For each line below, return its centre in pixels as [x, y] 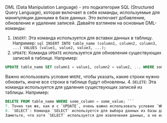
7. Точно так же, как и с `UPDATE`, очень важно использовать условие [80, 106]
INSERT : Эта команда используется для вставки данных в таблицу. [83, 38]
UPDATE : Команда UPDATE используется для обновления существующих [87, 53]
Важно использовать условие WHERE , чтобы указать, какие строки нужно [83, 76]
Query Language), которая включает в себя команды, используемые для [83, 12]
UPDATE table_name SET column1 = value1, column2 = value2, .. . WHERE [80, 67]
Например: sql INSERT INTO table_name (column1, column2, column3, [85, 43]
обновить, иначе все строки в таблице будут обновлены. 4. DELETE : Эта [81, 82]
